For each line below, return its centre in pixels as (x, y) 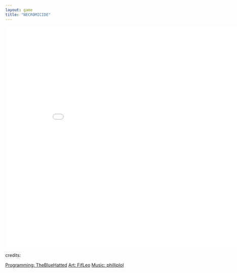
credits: (13, 255)
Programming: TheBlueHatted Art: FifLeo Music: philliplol (65, 265)
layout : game (19, 10)
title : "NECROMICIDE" (28, 15)
